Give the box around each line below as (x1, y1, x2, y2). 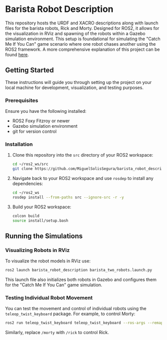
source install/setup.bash (12, 218, 69, 223)
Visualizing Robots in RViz (5, 247, 70, 254)
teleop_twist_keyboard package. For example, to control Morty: (5, 311, 136, 317)
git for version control (12, 128, 57, 135)
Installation (5, 141, 33, 148)
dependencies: (12, 180, 43, 187)
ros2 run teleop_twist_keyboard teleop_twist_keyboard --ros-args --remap (5, 321, 164, 326)
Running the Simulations (5, 232, 83, 240)
